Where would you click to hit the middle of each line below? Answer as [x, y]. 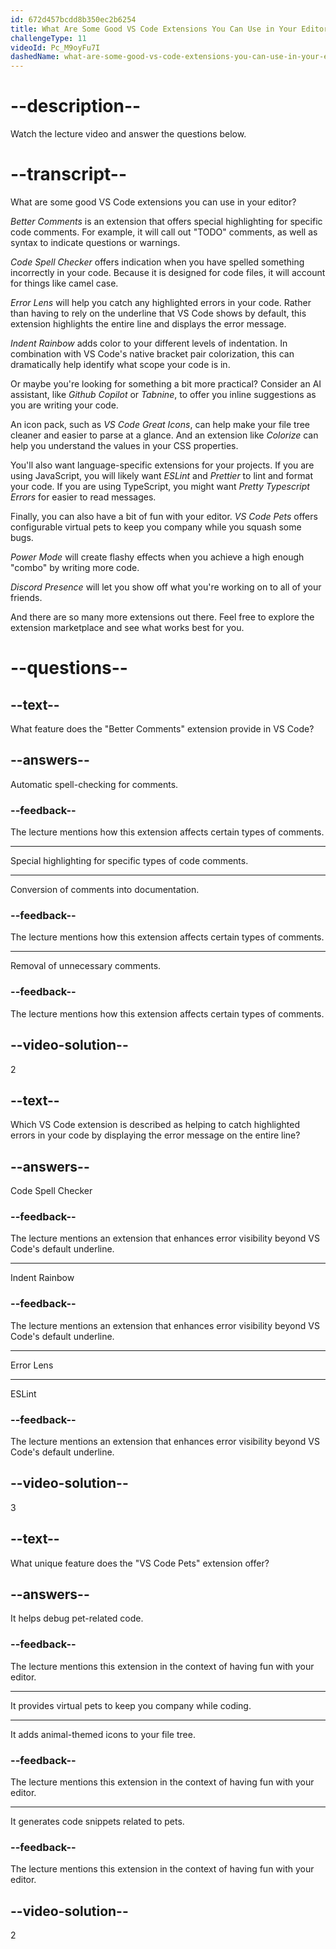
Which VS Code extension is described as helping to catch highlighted [155, 1125]
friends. [26, 597]
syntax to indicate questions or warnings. [95, 242]
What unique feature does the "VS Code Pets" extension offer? [140, 1563]
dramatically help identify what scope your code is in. [120, 364]
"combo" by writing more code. [75, 567]
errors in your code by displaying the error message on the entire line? [155, 1135]
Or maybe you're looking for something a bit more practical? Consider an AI [166, 384]
